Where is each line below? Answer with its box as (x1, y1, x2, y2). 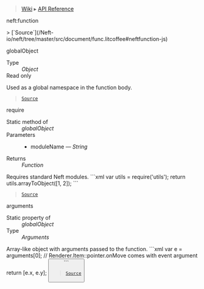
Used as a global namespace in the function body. (6, 84, 133, 91)
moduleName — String (30, 143, 88, 150)
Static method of (6, 119, 49, 125)
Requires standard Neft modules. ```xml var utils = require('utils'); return (6, 174, 186, 180)
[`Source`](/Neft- (11, 29, 54, 36)
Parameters (6, 131, 35, 138)
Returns (6, 155, 26, 162)
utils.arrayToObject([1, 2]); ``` (6, 180, 79, 187)
